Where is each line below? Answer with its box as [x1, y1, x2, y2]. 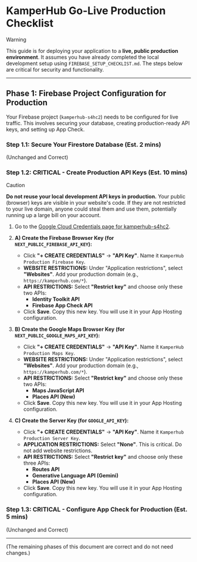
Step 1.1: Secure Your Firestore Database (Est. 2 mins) [6, 140, 161, 148]
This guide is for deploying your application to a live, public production [6, 47, 179, 54]
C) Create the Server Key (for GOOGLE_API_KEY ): [14, 417, 129, 424]
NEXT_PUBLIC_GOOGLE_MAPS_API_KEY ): [14, 332, 100, 339]
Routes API [32, 466, 60, 473]
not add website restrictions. [23, 447, 93, 454]
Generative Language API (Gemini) [32, 472, 119, 479]
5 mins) [6, 513, 28, 521]
